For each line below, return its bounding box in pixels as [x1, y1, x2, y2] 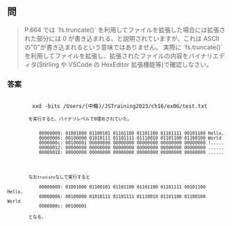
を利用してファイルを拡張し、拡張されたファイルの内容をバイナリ [24, 51, 213, 60]
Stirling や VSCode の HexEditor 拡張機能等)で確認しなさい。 [38, 60, 213, 69]
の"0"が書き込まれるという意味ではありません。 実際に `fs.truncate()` [24, 43, 223, 51]
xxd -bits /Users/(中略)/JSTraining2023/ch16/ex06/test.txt [32, 103, 208, 110]
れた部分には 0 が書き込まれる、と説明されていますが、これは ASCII [24, 34, 220, 42]
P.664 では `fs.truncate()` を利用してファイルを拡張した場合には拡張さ [24, 26, 226, 34]
